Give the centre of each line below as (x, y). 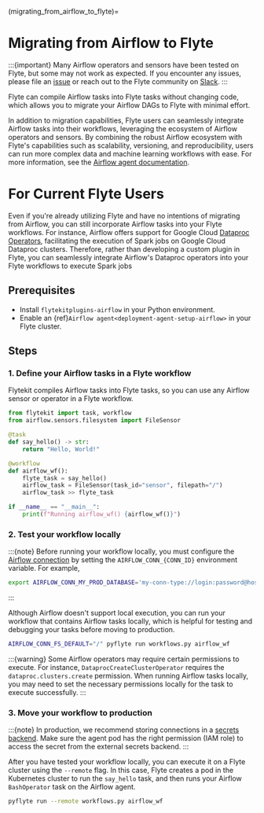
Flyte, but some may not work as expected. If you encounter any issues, (125, 73)
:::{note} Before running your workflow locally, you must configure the (121, 552)
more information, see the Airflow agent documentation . (99, 162)
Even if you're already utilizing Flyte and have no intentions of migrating (124, 215)
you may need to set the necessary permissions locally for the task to (121, 684)
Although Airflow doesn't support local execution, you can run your (117, 613)
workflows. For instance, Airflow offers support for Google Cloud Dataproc (129, 232)
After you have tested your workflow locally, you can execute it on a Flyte (127, 762)
